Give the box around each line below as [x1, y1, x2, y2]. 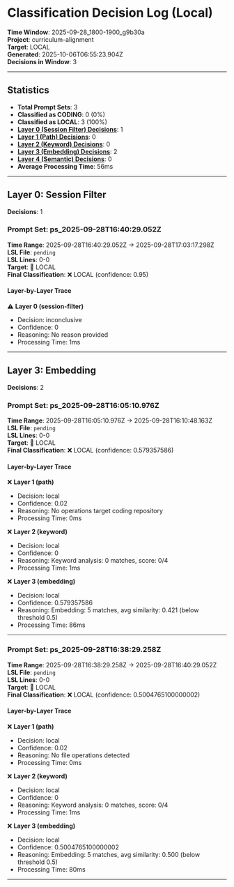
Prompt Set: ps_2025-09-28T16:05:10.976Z [7, 400, 160, 410]
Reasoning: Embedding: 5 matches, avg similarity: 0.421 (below [17, 606, 199, 614]
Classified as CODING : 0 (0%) [17, 110, 106, 119]
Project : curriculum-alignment [7, 35, 94, 43]
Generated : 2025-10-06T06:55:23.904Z [7, 50, 123, 59]
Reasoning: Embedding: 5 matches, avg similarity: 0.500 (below [17, 850, 201, 858]
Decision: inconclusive [17, 316, 82, 324]
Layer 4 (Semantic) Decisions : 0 [17, 155, 112, 163]
